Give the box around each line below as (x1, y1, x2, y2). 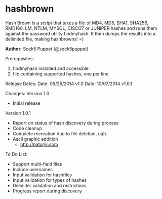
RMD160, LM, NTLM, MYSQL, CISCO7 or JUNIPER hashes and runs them (5, 25, 157, 31)
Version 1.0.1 (5, 110, 31, 116)
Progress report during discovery (12, 188, 82, 194)
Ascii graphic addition (12, 136, 58, 142)
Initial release (12, 100, 40, 106)
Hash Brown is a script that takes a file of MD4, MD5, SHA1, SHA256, (5, 20, 148, 26)
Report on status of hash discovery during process (12, 120, 119, 126)
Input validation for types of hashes (12, 177, 87, 183)
